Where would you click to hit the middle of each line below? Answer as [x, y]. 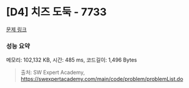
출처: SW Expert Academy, [53, 72]
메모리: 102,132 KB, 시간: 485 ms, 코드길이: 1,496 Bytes [71, 60]
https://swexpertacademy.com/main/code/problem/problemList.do [102, 79]
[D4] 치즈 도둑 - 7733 [56, 12]
